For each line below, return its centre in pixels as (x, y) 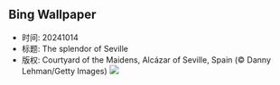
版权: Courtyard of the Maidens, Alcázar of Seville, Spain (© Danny (146, 59)
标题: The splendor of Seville (75, 48)
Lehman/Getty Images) (64, 71)
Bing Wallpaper (52, 15)
